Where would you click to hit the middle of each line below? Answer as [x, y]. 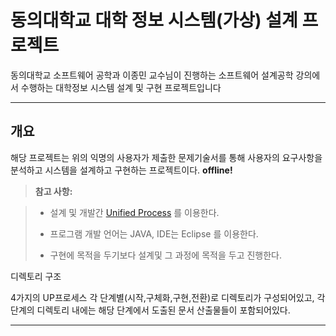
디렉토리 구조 [36, 276]
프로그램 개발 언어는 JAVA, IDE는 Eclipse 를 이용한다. [154, 233]
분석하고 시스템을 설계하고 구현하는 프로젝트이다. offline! [121, 170]
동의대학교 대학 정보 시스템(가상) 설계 [154, 20]
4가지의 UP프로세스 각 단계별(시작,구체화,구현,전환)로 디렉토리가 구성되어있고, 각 [168, 297]
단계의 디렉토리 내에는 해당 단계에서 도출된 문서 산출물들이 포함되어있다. [150, 310]
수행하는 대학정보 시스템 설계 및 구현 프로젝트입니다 [121, 87]
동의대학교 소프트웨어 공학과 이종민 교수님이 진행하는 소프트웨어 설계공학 [152, 75]
